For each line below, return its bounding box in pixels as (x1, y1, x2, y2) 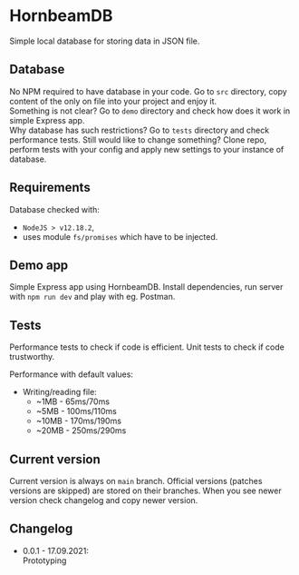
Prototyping (22, 555, 67, 566)
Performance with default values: (9, 369, 134, 380)
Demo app (9, 257, 69, 273)
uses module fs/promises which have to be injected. (22, 231, 218, 242)
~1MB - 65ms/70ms (35, 396, 111, 407)
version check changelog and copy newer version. (9, 495, 198, 505)
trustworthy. (9, 352, 55, 362)
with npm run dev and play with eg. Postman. (9, 292, 176, 302)
